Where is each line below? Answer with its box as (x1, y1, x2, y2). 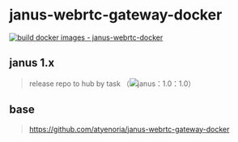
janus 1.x (9, 56, 55, 70)
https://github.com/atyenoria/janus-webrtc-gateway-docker (28, 124, 230, 134)
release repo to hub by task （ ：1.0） (28, 79, 196, 88)
